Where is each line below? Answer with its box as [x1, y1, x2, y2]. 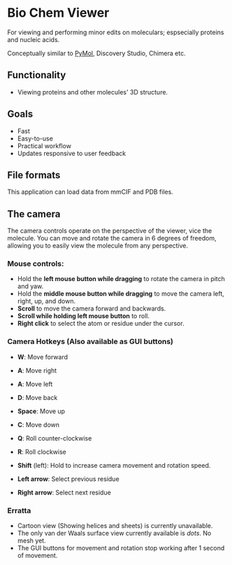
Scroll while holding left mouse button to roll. [17, 312, 150, 320]
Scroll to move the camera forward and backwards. [17, 304, 166, 313]
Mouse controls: [7, 259, 64, 269]
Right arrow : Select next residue [17, 488, 112, 496]
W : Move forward [17, 352, 68, 361]
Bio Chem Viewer [7, 5, 110, 21]
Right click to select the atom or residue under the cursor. [17, 320, 184, 328]
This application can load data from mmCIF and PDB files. [7, 187, 173, 196]
